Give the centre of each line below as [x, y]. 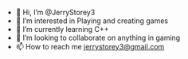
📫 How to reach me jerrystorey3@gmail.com [90, 47]
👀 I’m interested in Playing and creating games [92, 21]
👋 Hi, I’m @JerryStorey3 [55, 12]
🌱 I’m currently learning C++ [62, 29]
